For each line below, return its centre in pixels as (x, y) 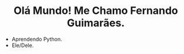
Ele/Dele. (23, 45)
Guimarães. (96, 23)
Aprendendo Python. (37, 39)
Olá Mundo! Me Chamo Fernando (96, 11)
